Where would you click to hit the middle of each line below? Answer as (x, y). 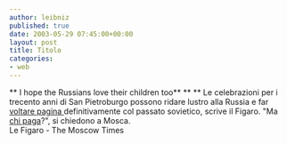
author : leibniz (39, 17)
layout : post (33, 42)
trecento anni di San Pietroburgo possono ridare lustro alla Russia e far (139, 101)
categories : (31, 59)
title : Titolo (36, 51)
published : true (39, 26)
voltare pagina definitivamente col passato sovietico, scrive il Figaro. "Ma (143, 111)
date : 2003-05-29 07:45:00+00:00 (71, 34)
